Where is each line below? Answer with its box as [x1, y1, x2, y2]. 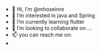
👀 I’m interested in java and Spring [11, 12, 96, 19]
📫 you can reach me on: [11, 31, 72, 38]
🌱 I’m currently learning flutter [11, 18, 85, 25]
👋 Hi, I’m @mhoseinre [11, 6, 64, 12]
